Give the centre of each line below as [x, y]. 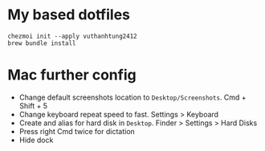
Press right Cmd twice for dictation [77, 131]
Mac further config [72, 75]
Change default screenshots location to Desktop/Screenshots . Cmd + [132, 97]
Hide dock [36, 140]
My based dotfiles [69, 15]
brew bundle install [42, 43]
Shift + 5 [33, 105]
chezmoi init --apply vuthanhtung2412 [72, 36]
